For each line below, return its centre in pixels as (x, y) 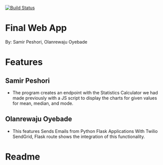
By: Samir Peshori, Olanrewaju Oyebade (46, 42)
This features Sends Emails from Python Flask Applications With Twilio (85, 131)
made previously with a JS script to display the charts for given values (85, 98)
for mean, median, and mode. (43, 103)
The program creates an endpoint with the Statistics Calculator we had (85, 92)
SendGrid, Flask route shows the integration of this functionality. (78, 136)
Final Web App (36, 28)
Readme (23, 157)
